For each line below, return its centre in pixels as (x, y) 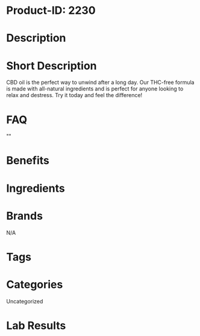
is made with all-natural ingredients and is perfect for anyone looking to (95, 89)
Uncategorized (25, 301)
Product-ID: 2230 (51, 11)
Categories (35, 284)
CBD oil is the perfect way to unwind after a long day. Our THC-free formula (100, 83)
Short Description (52, 65)
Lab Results (36, 325)
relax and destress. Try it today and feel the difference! (74, 95)
